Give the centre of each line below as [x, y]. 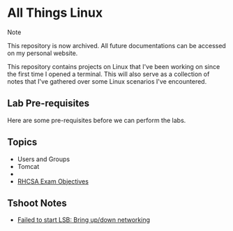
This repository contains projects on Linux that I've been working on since [114, 66]
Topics [22, 142]
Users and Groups [44, 159]
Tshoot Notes [37, 203]
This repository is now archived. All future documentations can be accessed [117, 45]
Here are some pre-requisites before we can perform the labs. [97, 120]
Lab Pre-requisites [48, 104]
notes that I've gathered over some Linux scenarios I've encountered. [107, 81]
